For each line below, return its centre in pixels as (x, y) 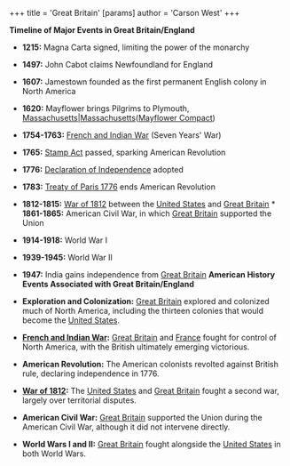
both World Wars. (54, 454)
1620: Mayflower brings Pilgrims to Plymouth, (106, 108)
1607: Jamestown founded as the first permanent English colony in (145, 82)
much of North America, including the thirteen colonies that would (143, 311)
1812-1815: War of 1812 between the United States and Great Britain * (149, 204)
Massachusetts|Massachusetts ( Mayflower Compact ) (118, 118)
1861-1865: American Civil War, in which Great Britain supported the (147, 213)
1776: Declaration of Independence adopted (103, 169)
